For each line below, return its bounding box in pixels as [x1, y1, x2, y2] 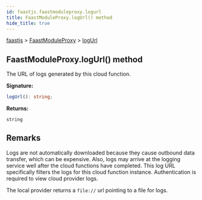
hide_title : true [6, 20, 50, 26]
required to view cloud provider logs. [6, 175, 98, 182]
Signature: [6, 82, 33, 90]
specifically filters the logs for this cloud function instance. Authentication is [6, 168, 197, 176]
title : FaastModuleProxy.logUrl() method [6, 15, 113, 21]
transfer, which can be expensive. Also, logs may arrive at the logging [6, 155, 181, 162]
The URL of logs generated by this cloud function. [6, 70, 131, 78]
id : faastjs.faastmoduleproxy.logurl [6, 8, 102, 15]
